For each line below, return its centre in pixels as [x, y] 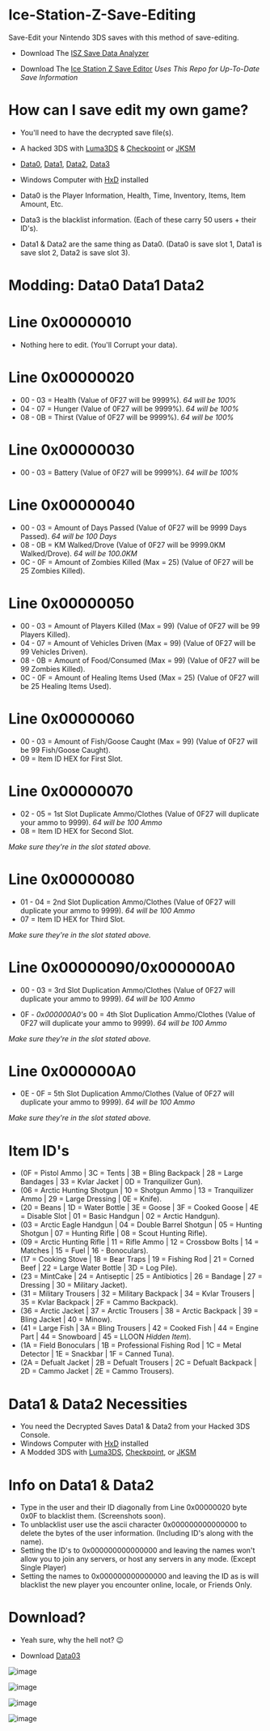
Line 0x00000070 [71, 791]
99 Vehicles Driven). [54, 652]
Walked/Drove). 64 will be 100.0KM [78, 553]
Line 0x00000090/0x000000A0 [122, 967]
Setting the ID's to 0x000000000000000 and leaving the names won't [137, 1550]
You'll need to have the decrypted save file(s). [97, 132]
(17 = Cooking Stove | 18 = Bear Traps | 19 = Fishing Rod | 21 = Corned [137, 1259]
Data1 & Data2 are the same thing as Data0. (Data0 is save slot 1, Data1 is [141, 244]
